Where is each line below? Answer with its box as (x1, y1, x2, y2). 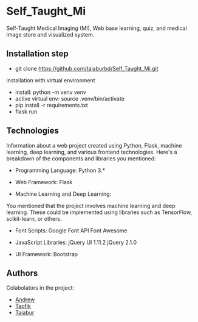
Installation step (6, 49, 69, 59)
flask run (15, 108, 38, 115)
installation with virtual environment (6, 76, 95, 84)
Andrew (15, 296, 35, 303)
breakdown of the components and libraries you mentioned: (6, 154, 156, 162)
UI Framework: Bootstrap (15, 250, 78, 257)
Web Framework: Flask (15, 178, 73, 185)
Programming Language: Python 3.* (15, 166, 105, 174)
